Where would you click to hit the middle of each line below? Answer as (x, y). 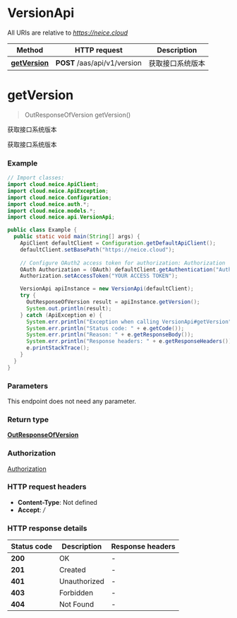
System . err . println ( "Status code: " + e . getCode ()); (105, 328)
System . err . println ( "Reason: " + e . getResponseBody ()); (110, 335)
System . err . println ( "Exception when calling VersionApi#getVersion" (129, 322)
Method (30, 49)
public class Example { (42, 230)
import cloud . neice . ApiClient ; (53, 185)
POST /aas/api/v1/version (99, 63)
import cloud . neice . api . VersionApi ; (61, 217)
